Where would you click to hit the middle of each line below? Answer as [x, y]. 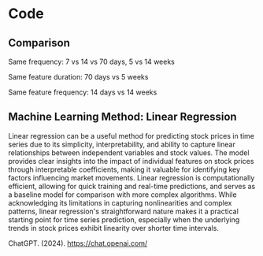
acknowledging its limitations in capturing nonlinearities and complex [120, 202]
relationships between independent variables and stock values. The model [129, 152]
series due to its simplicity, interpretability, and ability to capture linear [122, 144]
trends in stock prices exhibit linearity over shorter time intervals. [113, 228]
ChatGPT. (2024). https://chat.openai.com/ [78, 243]
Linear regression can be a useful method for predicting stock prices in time [131, 135]
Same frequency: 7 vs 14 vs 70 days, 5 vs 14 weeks [92, 61]
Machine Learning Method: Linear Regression [123, 117]
